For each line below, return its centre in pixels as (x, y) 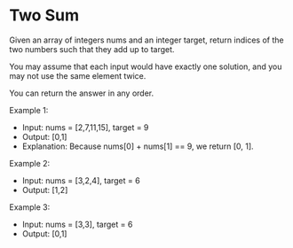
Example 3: (30, 207)
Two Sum (44, 15)
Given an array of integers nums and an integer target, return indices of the (146, 40)
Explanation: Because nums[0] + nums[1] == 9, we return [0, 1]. (138, 146)
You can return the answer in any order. (81, 93)
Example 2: (30, 163)
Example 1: (29, 110)
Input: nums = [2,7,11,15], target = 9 (85, 127)
